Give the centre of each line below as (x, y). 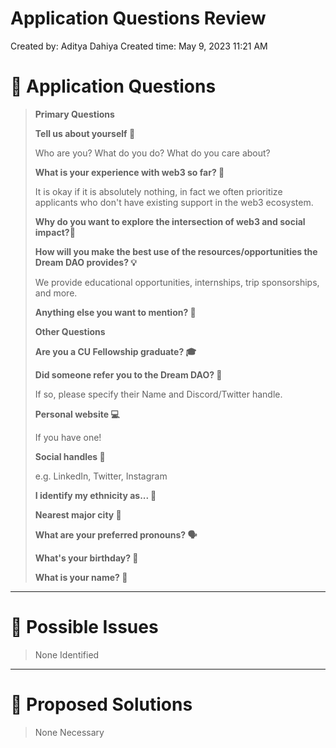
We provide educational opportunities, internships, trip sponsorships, (177, 282)
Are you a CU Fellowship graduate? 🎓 (115, 351)
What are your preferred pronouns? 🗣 (116, 534)
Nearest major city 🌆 (78, 514)
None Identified (67, 654)
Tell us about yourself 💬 (85, 133)
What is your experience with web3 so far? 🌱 (129, 172)
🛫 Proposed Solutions (101, 704)
